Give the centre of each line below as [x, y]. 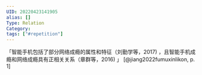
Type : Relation [25, 23]
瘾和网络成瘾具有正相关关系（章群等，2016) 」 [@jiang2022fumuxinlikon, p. [100, 59]
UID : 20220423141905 [32, 12]
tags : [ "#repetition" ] [35, 34]
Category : [19, 28]
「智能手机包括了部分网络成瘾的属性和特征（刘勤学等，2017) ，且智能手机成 [101, 52]
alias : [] [19, 17]
